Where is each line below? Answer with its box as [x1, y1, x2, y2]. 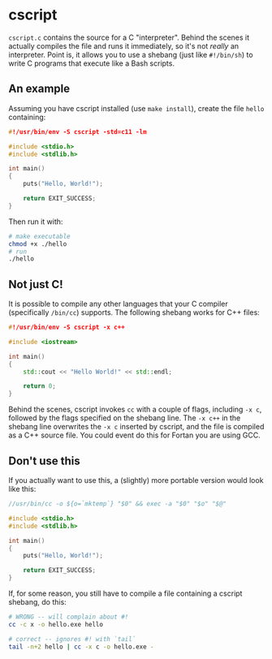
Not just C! [8, 278, 63, 291]
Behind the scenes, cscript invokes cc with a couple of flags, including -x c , [8, 404, 262, 415]
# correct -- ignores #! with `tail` [8, 635, 136, 643]
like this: [8, 485, 37, 493]
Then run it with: [8, 217, 63, 226]
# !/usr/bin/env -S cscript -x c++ [8, 323, 126, 332]
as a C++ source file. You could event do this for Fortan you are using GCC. [8, 430, 261, 440]
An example [8, 82, 71, 96]
